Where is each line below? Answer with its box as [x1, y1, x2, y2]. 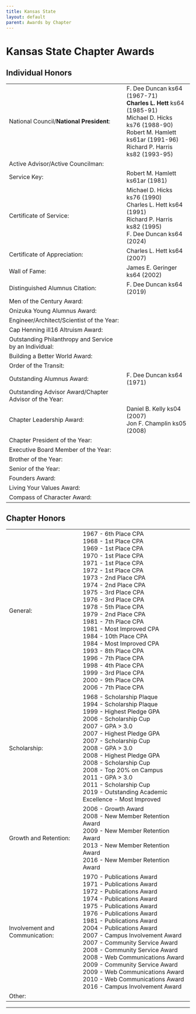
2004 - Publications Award [82, 924, 157, 932]
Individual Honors [6, 68, 72, 78]
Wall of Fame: [9, 267, 47, 276]
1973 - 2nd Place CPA [82, 574, 146, 582]
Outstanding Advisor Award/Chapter [9, 388, 109, 396]
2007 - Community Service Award [82, 939, 178, 947]
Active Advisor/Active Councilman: [9, 160, 104, 168]
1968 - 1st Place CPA [82, 537, 144, 545]
